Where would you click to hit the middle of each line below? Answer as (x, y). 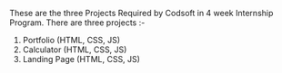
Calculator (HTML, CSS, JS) (75, 50)
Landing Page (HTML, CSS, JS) (81, 59)
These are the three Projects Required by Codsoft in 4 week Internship (141, 13)
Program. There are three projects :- (77, 23)
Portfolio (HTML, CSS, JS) (71, 40)
